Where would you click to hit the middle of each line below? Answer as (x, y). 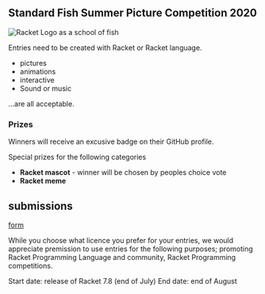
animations (38, 72)
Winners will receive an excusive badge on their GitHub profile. (111, 141)
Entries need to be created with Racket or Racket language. (105, 48)
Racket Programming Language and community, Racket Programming (122, 257)
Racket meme (43, 181)
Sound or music (46, 88)
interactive (37, 79)
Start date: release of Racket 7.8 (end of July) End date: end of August (123, 280)
